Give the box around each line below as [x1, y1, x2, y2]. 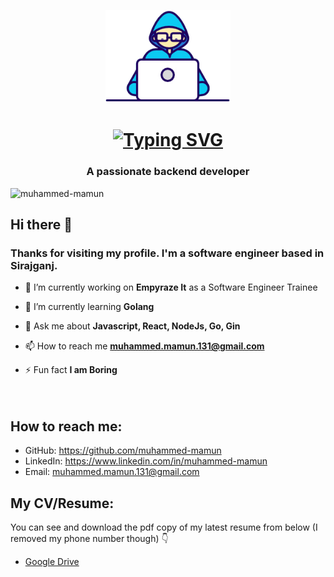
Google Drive [24, 556, 80, 568]
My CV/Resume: [10, 495, 115, 512]
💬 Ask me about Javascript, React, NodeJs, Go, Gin [24, 320, 241, 332]
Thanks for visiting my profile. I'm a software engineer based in [10, 246, 325, 260]
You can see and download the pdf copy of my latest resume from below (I [10, 521, 318, 534]
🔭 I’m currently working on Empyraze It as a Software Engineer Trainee [24, 281, 318, 294]
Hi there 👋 [10, 216, 73, 234]
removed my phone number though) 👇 [10, 533, 169, 545]
